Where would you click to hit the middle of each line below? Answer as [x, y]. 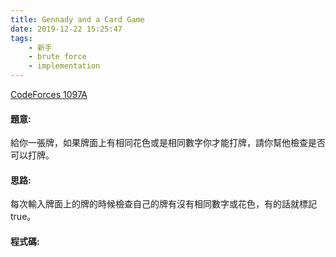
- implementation [64, 66]
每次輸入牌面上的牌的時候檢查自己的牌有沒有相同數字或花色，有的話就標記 [163, 204]
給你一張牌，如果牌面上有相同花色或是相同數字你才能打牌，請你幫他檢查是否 [168, 143]
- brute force [57, 57]
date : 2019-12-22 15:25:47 [66, 29]
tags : [21, 38]
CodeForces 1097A [49, 94]
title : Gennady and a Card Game [77, 19]
